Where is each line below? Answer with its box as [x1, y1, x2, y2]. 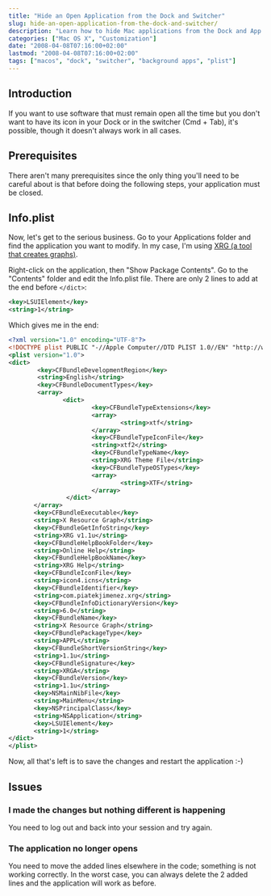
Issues [8, 780, 43, 793]
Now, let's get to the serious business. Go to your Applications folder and [8, 232, 252, 243]
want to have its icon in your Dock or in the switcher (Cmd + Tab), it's [8, 116, 239, 126]
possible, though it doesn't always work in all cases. [8, 125, 181, 135]
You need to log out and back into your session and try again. [8, 822, 213, 832]
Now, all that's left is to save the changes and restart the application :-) [8, 757, 244, 767]
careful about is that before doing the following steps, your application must [8, 179, 261, 188]
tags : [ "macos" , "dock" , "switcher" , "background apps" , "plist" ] [8, 57, 236, 66]
